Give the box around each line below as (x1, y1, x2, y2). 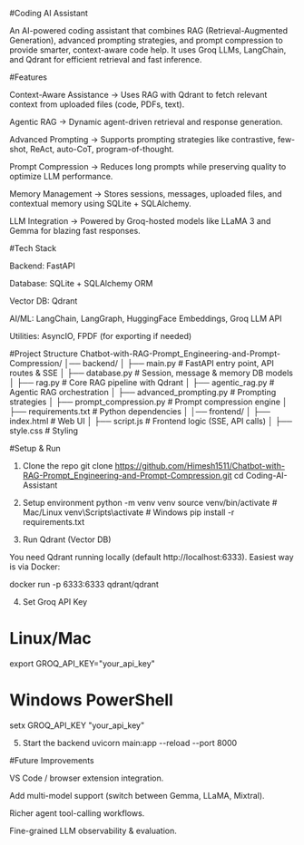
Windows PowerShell (9, 690, 174, 711)
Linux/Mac (9, 628, 93, 649)
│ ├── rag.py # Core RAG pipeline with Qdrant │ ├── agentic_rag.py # (9, 377, 275, 388)
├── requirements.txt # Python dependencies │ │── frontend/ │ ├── (9, 406, 270, 416)
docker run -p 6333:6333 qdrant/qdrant (9, 579, 159, 589)
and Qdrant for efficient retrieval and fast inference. (9, 54, 202, 64)
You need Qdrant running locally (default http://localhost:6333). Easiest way (9, 552, 294, 562)
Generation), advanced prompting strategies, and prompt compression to (9, 35, 283, 45)
